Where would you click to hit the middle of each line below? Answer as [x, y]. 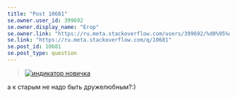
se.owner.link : [30, 33]
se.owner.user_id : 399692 [45, 20]
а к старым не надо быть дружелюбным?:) [72, 87]
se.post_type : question [42, 54]
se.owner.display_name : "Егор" [53, 27]
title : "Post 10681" [38, 14]
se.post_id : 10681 [34, 47]
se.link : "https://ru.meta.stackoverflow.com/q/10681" [90, 40]
